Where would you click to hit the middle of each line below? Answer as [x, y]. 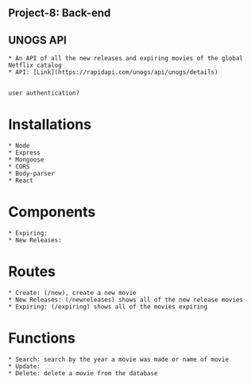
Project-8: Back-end [60, 13]
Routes [32, 272]
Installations [50, 124]
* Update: [25, 366]
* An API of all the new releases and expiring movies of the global [126, 59]
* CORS [19, 167]
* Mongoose [26, 160]
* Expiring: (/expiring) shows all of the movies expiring [108, 307]
